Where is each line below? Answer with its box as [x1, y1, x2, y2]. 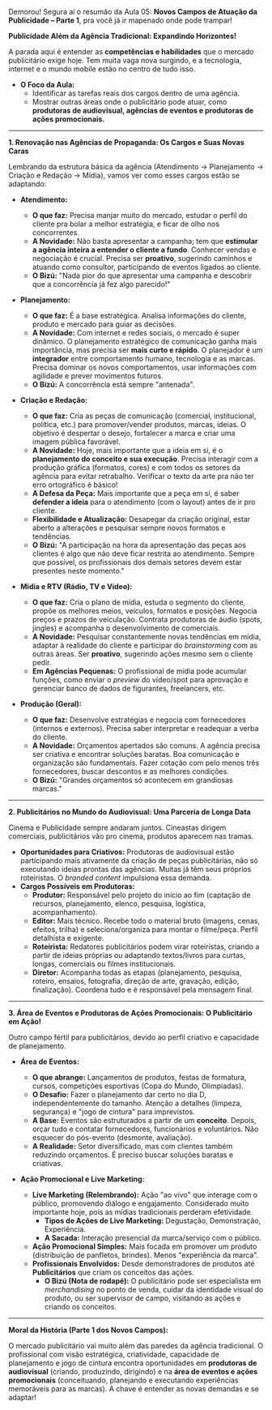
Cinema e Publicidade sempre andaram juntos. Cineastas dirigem [8, 822, 227, 832]
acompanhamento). [32, 908, 98, 916]
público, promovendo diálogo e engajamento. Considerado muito [32, 1198, 249, 1208]
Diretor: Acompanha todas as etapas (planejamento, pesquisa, [32, 968, 242, 977]
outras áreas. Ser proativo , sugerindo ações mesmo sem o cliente [32, 649, 253, 659]
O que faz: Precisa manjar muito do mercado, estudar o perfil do [32, 211, 249, 220]
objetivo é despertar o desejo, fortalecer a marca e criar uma [32, 429, 236, 438]
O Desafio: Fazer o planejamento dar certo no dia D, [32, 1090, 206, 1099]
